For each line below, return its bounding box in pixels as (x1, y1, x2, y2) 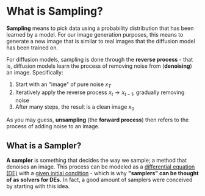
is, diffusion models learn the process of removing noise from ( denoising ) (6, 62, 192, 70)
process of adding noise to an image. (6, 123, 100, 130)
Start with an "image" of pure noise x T (15, 81, 112, 89)
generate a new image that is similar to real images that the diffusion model (6, 37, 195, 45)
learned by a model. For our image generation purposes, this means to (6, 31, 184, 38)
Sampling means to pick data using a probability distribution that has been (6, 24, 194, 32)
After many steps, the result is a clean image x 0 (15, 103, 135, 112)
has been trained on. (6, 44, 59, 51)
